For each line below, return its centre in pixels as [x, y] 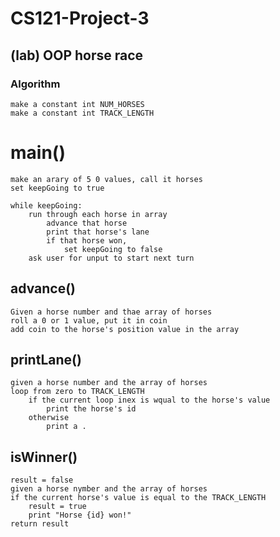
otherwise [49, 418]
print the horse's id [91, 409]
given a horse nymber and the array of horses [109, 489]
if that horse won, [87, 240]
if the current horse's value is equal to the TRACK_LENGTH [138, 498]
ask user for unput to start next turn [111, 258]
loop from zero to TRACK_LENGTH [77, 392]
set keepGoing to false [113, 249]
